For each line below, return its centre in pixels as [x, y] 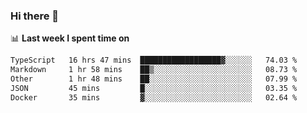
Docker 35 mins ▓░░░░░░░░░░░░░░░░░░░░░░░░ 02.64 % [154, 97]
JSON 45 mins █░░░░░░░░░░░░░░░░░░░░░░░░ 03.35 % [154, 88]
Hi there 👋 [35, 16]
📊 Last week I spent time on [70, 38]
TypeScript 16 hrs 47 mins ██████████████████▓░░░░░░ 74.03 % [154, 60]
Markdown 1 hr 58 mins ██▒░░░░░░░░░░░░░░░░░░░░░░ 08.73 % [154, 70]
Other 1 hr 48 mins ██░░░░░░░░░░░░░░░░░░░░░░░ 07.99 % [154, 79]
